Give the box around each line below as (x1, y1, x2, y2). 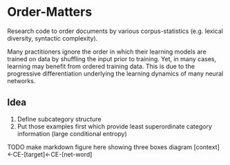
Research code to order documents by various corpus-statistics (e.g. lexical (7, 27, 223, 35)
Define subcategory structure (17, 115, 102, 123)
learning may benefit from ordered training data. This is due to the (7, 62, 195, 70)
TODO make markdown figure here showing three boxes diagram (7, 142, 193, 151)
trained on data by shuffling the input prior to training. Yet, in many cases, (7, 54, 217, 63)
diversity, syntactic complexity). (7, 34, 98, 42)
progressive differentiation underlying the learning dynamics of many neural (7, 69, 224, 78)
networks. (7, 76, 36, 85)
